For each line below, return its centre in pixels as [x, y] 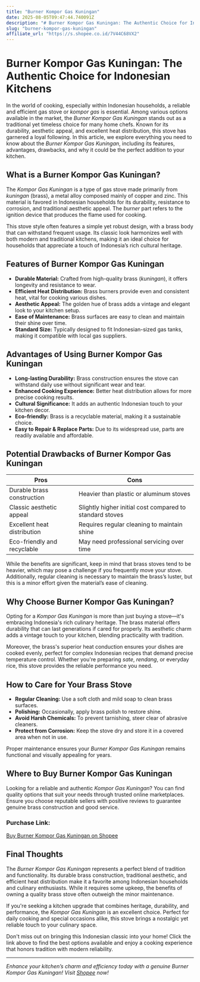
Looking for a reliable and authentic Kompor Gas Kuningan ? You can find [96, 788]
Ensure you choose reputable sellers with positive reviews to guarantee [94, 800]
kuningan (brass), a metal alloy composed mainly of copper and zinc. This [97, 195]
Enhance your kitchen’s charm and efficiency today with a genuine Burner [97, 966]
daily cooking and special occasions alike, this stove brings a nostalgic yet [97, 918]
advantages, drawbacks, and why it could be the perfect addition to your [95, 150]
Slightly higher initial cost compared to [132, 507]
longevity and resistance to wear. [55, 285]
